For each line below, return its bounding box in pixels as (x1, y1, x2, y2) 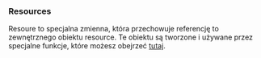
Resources (8, 6, 52, 17)
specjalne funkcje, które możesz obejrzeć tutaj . (8, 41, 166, 51)
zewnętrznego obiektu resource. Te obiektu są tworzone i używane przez (8, 32, 253, 42)
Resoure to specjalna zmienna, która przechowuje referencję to (8, 24, 220, 34)
